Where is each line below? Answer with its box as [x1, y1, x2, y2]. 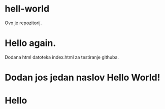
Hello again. [5, 37, 56, 49]
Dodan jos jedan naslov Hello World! [5, 72, 160, 83]
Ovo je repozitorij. [5, 20, 42, 26]
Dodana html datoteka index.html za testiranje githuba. [5, 54, 119, 60]
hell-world [5, 3, 50, 15]
